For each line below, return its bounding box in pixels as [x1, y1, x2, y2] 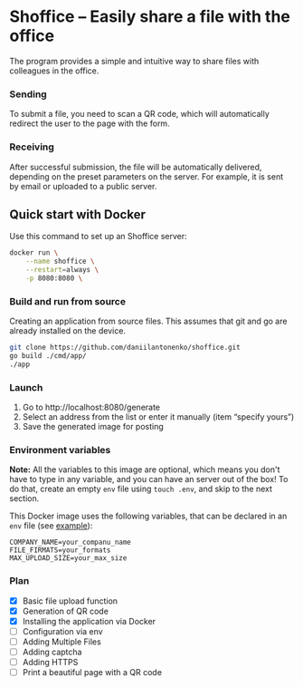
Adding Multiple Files [22, 636, 101, 647]
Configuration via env [22, 625, 103, 636]
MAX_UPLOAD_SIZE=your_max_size [9, 554, 128, 563]
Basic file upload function [22, 595, 118, 606]
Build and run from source [9, 295, 127, 307]
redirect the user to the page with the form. [9, 118, 170, 129]
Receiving [9, 140, 54, 153]
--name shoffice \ [25, 256, 95, 266]
